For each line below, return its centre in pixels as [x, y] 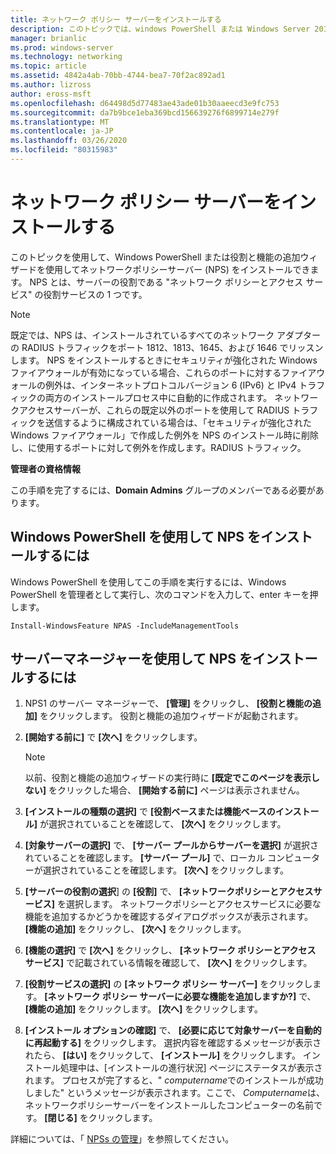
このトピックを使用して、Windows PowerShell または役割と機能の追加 [155, 257]
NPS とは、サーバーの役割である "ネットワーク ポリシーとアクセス [166, 282]
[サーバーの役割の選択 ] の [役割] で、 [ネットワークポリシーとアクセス [169, 892]
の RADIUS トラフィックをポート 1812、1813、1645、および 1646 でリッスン [167, 347]
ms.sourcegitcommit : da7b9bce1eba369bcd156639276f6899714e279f [145, 112]
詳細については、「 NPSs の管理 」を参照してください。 [122, 1139]
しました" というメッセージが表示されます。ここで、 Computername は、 [174, 1093]
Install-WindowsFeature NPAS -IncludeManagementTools [125, 626]
